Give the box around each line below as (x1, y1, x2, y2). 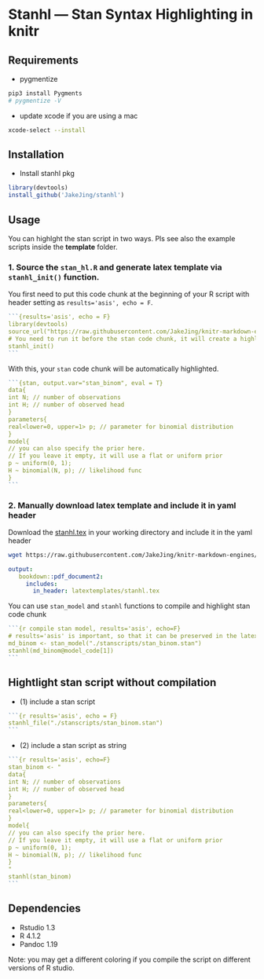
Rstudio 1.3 (19, 922, 56, 932)
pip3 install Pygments (8, 90, 82, 97)
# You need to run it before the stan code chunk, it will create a (8, 335, 237, 343)
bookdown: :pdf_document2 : (18, 572, 104, 581)
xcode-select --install (8, 126, 86, 134)
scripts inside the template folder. (8, 242, 118, 251)
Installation (8, 148, 64, 162)
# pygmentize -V (8, 97, 61, 104)
